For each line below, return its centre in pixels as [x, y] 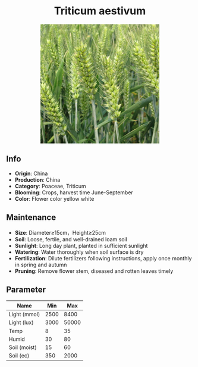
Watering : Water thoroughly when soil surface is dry [79, 252]
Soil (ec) [19, 356]
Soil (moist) [23, 347]
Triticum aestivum [100, 11]
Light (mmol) [24, 315]
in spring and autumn [41, 265]
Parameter [26, 289]
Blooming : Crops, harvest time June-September [74, 192]
